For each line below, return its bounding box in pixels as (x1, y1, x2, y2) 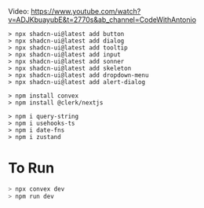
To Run (8, 159, 55, 177)
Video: (8, 7, 30, 16)
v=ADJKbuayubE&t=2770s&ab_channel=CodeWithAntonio (8, 15, 197, 24)
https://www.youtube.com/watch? (31, 7, 141, 16)
